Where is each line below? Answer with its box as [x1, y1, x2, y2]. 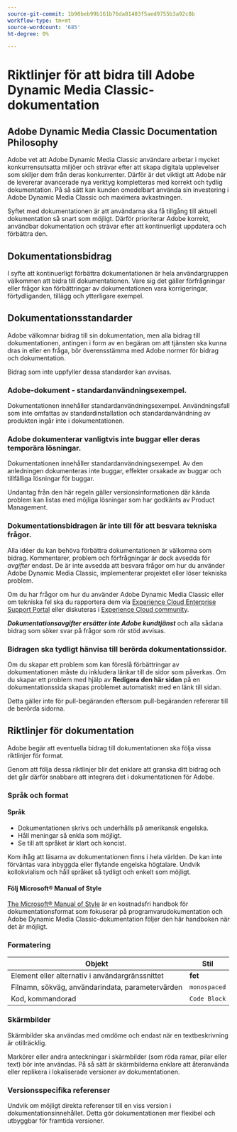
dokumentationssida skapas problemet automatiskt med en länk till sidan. [7, 683, 222, 691]
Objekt [84, 959, 109, 969]
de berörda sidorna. [7, 704, 65, 713]
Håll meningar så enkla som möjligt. [17, 831, 122, 839]
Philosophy [7, 136, 59, 149]
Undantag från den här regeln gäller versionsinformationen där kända [7, 488, 211, 497]
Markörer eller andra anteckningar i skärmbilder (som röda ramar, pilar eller [7, 1052, 227, 1061]
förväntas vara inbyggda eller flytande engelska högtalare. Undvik [7, 861, 201, 868]
